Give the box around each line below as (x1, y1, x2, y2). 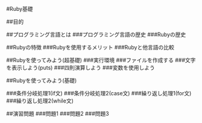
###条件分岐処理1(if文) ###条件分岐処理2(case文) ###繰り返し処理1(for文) (6, 90, 192, 96)
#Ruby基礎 (6, 5, 33, 12)
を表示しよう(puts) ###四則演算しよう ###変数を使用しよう (6, 64, 155, 71)
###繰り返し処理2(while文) (6, 97, 74, 104)
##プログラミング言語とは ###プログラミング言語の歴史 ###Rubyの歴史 (6, 31, 186, 38)
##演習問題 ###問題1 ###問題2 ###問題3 (6, 110, 110, 117)
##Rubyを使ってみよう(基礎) (6, 77, 77, 84)
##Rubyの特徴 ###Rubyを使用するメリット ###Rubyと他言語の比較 (6, 44, 175, 51)
